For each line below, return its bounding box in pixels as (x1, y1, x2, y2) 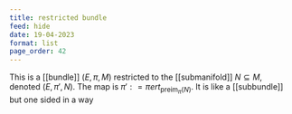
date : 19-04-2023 (9, 30, 75, 39)
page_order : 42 (9, 47, 67, 56)
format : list (9, 38, 59, 48)
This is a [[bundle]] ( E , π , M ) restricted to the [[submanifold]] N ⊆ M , (9, 71, 263, 82)
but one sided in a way (9, 94, 94, 105)
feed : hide (9, 22, 51, 31)
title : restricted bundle (9, 13, 107, 23)
